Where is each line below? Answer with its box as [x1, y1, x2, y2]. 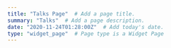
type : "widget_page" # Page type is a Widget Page [7, 30, 164, 37]
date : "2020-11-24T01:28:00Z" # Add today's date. [7, 23, 164, 30]
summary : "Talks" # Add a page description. [7, 17, 145, 24]
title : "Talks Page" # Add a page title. [7, 10, 135, 18]
